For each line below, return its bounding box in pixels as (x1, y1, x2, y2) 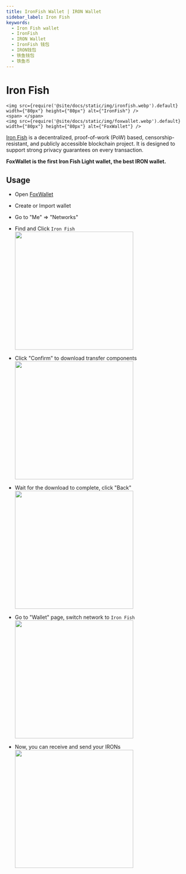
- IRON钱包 (11, 47, 37, 53)
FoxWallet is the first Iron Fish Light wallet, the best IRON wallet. (6, 158, 167, 165)
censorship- (145, 134, 175, 141)
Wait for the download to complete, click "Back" (14, 484, 132, 491)
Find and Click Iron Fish (14, 225, 75, 232)
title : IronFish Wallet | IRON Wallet (6, 8, 102, 15)
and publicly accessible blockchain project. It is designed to (30, 140, 175, 148)
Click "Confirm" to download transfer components (14, 355, 137, 362)
